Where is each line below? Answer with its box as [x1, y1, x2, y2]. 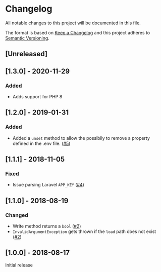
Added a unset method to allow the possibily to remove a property [12, 135, 150, 141]
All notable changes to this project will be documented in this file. [5, 20, 141, 26]
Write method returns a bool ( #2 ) [12, 223, 81, 229]
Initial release [5, 262, 33, 268]
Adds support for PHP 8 [12, 94, 63, 100]
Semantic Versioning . [5, 35, 49, 41]
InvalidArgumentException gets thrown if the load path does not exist [12, 228, 156, 235]
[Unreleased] [5, 50, 48, 58]
